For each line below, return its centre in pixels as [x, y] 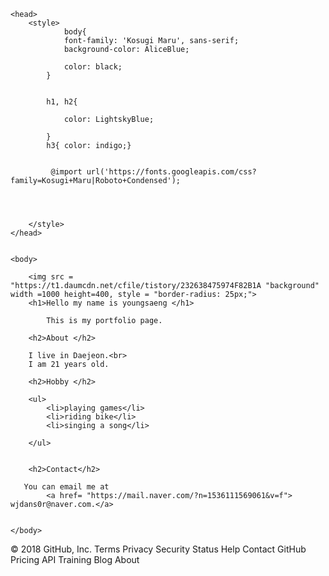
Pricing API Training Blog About [75, 559]
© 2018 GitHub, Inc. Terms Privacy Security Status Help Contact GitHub [158, 549]
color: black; [93, 67]
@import [66, 172]
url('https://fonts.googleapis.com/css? [171, 172]
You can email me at [66, 487]
